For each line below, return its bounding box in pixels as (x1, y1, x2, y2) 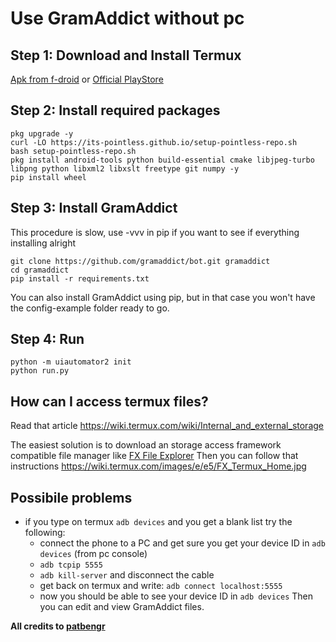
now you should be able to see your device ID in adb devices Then (39, 590, 314, 602)
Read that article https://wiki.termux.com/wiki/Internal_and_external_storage (10, 420, 324, 432)
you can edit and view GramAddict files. (39, 601, 205, 613)
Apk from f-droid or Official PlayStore (10, 73, 164, 85)
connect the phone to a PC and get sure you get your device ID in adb (39, 537, 326, 549)
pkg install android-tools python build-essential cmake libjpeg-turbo (10, 155, 315, 165)
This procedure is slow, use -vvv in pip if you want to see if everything (10, 226, 300, 238)
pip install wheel (10, 172, 87, 182)
